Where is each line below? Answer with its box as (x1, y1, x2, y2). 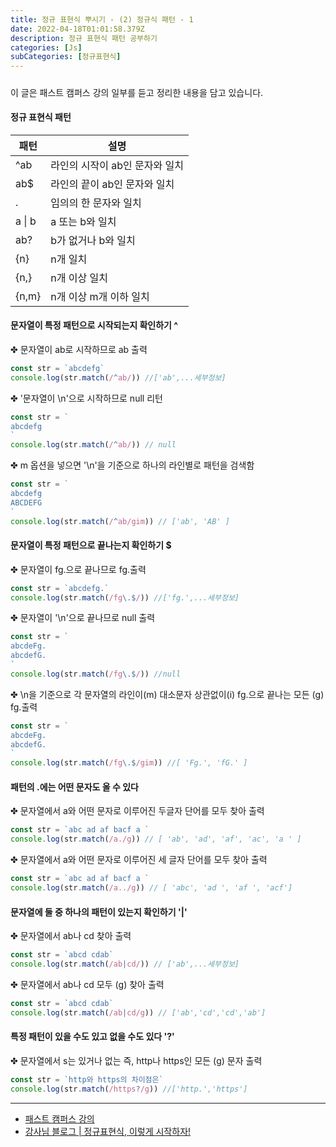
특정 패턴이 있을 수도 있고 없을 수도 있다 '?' (10, 1031, 175, 1043)
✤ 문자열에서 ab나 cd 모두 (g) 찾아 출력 (10, 978, 165, 990)
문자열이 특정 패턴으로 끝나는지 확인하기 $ (10, 539, 172, 551)
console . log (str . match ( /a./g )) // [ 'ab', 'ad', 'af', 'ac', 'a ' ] (10, 834, 302, 845)
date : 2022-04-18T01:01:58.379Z (10, 24, 145, 34)
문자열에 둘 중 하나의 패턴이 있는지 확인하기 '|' (10, 906, 188, 918)
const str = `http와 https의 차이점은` (10, 1074, 164, 1085)
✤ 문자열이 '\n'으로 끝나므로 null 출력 (10, 612, 156, 624)
